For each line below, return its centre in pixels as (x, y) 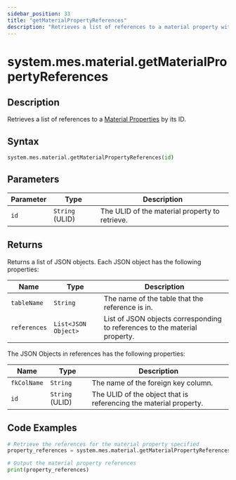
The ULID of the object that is (140, 394)
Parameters (33, 180)
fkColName (27, 383)
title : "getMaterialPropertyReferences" (67, 20)
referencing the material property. (147, 403)
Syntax (23, 141)
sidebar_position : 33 (39, 14)
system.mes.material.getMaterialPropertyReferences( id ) (91, 158)
